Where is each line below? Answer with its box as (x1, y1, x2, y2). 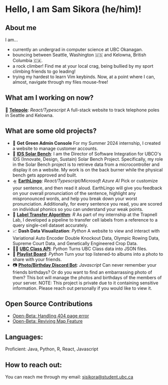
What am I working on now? (5, 94, 94, 102)
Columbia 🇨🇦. (12, 58, 43, 63)
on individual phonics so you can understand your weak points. (12, 206, 143, 212)
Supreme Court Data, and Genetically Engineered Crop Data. (12, 240, 138, 246)
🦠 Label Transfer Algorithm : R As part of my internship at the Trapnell (12, 212, 157, 218)
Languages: (5, 332, 44, 341)
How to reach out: (5, 360, 62, 369)
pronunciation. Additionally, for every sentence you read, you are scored (12, 201, 162, 207)
